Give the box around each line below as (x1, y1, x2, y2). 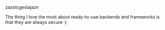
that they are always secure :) (5, 19, 67, 25)
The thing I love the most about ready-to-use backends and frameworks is (5, 14, 160, 19)
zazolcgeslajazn (5, 4, 39, 10)
